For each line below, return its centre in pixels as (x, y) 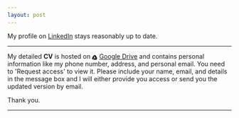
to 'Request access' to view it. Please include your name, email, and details (117, 71)
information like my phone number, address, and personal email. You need (116, 64)
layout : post (27, 15)
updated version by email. (46, 86)
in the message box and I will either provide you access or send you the (112, 78)
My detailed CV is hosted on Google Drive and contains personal (106, 56)
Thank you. (24, 100)
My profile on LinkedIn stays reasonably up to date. (83, 36)
